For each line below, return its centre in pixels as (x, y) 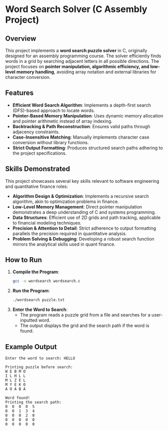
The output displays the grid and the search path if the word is (85, 326)
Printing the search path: (33, 402)
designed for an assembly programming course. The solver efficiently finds (83, 56)
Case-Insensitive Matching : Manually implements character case (81, 137)
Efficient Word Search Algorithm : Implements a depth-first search (82, 105)
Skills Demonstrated (38, 169)
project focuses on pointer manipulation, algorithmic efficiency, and (77, 67)
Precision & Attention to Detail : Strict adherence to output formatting (84, 228)
